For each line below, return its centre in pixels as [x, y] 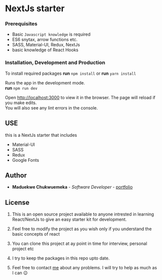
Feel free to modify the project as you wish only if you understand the [82, 229]
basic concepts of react [36, 234]
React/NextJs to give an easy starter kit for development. [69, 219]
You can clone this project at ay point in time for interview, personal [80, 244]
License [17, 203]
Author [16, 175]
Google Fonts [26, 160]
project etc [23, 249]
